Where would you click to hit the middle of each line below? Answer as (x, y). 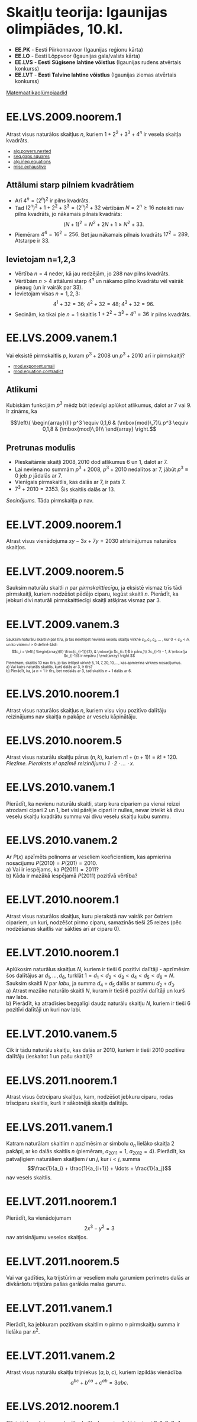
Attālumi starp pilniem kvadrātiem (70, 185)
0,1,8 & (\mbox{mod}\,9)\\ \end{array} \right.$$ (99, 429)
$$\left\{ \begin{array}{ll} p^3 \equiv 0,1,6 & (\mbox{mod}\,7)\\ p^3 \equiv (99, 423)
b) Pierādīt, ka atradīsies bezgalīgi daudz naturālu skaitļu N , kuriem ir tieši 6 (98, 1003)
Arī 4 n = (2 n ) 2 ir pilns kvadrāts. (52, 200)
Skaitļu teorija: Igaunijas (87, 12)
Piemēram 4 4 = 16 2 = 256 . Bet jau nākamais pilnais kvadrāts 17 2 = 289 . (102, 234)
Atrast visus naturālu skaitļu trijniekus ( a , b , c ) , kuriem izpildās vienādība (94, 1372)
